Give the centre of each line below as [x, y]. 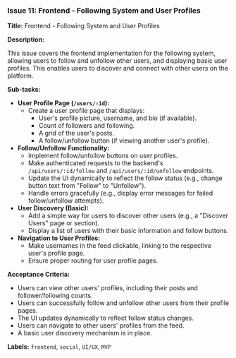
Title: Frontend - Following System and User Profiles [83, 26]
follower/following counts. [55, 296]
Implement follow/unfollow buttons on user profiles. [103, 156]
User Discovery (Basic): [53, 208]
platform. [20, 76]
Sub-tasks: [24, 90]
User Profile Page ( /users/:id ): [63, 103]
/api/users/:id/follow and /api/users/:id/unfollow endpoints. [121, 171]
